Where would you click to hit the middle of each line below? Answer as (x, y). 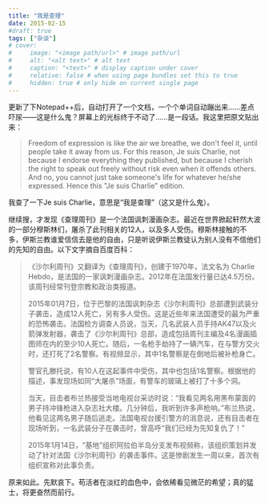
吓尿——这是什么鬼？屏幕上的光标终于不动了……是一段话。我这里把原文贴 (130, 116)
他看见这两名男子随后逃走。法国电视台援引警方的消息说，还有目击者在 (144, 417)
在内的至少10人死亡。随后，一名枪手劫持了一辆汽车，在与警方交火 (151, 343)
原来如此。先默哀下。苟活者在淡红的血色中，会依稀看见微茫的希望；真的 (127, 482)
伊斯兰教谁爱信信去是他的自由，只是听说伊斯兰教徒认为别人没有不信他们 (141, 239)
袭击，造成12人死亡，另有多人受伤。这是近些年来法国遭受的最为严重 (147, 313)
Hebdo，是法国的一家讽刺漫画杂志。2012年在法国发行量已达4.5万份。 (143, 276)
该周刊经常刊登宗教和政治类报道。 (84, 287)
